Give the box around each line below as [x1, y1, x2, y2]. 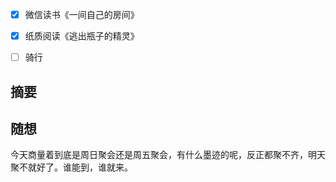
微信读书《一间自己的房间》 [24, 9, 140, 20]
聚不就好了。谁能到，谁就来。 [10, 161, 133, 173]
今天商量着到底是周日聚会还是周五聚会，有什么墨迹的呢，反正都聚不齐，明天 [10, 149, 326, 161]
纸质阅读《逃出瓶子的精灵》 [24, 30, 140, 42]
